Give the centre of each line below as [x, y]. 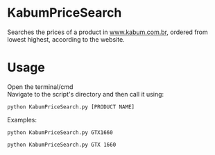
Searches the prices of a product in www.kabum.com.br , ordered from [108, 32]
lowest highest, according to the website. [66, 39]
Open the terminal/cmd [40, 87]
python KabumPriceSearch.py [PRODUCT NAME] [71, 107]
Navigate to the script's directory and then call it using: [86, 94]
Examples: [22, 120]
